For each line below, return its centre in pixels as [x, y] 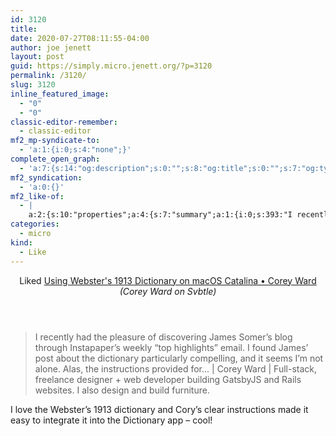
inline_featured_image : [60, 94]
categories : [35, 224]
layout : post [37, 57]
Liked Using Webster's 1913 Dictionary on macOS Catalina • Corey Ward [168, 280]
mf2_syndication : [46, 177]
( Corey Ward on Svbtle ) [168, 291]
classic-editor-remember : [64, 122]
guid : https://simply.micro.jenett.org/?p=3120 [111, 66]
